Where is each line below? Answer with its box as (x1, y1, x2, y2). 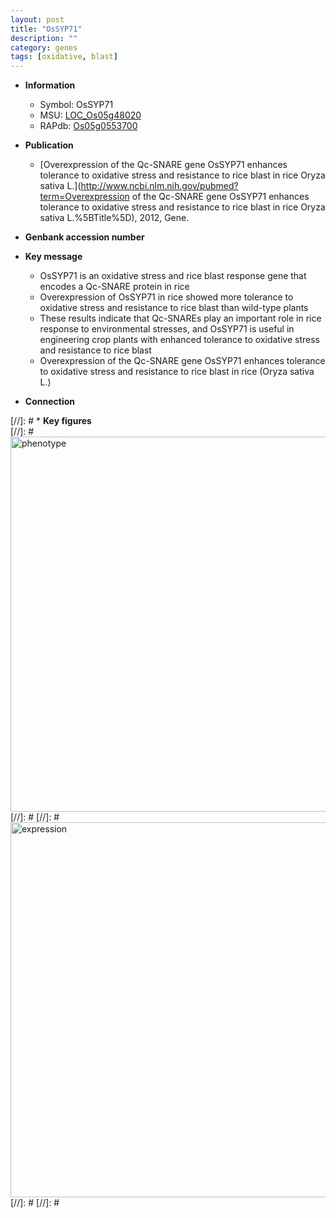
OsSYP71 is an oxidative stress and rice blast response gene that (39, 270, 307, 282)
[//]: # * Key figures (10, 415, 92, 427)
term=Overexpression (39, 191, 130, 203)
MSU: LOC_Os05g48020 (39, 109, 142, 121)
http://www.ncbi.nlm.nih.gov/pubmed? (80, 180, 239, 192)
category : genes (10, 42, 78, 53)
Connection (24, 396, 75, 408)
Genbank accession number (24, 231, 145, 243)
